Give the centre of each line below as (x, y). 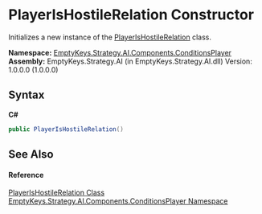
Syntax (27, 95)
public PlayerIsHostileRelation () (66, 129)
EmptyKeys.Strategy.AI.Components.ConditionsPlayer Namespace (118, 201)
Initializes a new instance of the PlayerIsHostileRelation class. (110, 37)
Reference (26, 175)
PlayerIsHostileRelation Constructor (131, 15)
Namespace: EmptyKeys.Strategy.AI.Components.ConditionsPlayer (120, 52)
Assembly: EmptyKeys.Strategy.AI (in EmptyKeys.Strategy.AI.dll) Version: (131, 61)
